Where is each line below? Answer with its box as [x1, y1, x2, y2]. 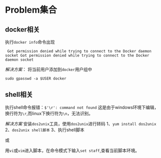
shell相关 [5, 90, 33, 99]
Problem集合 [5, 4, 57, 16]
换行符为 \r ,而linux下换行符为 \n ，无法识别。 [5, 110, 93, 116]
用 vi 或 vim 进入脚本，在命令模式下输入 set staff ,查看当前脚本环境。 [5, 147, 140, 153]
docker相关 [5, 25, 40, 34]
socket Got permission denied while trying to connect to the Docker [5, 53, 150, 58]
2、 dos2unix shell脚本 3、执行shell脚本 [5, 127, 84, 133]
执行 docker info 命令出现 [5, 39, 55, 45]
